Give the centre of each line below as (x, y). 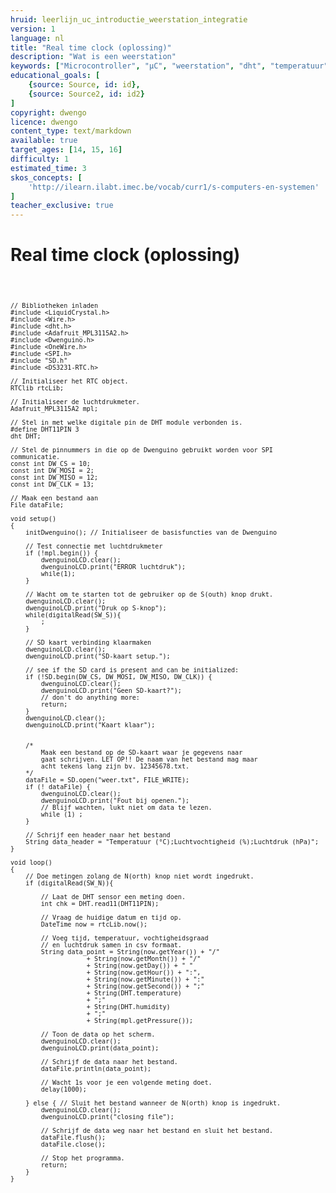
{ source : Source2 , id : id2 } (86, 94)
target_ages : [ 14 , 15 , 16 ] (66, 150)
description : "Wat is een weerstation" (93, 57)
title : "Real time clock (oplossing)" (91, 47)
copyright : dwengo (48, 112)
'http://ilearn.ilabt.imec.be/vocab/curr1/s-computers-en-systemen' (174, 187)
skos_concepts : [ (46, 177)
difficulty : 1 (40, 159)
